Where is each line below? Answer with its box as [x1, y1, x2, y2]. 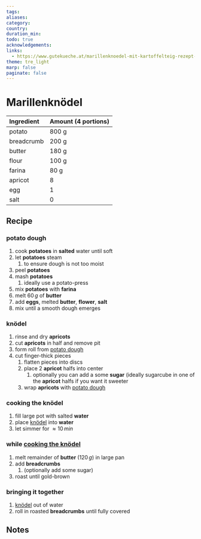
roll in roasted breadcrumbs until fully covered [14, 508, 130, 515]
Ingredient [9, 117, 39, 126]
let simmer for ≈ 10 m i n [14, 425, 74, 433]
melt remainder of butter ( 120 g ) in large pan [14, 453, 124, 461]
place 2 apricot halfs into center [23, 365, 103, 372]
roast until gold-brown [14, 473, 70, 480]
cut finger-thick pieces [14, 352, 71, 360]
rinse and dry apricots [14, 333, 71, 340]
